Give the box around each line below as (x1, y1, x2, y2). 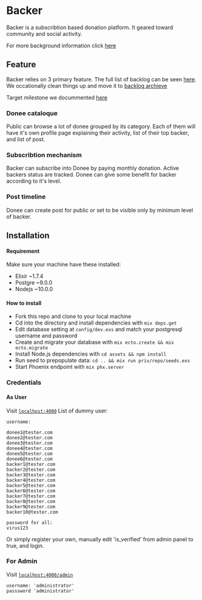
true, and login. (6, 542, 44, 549)
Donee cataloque (6, 109, 58, 117)
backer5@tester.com (6, 482, 56, 488)
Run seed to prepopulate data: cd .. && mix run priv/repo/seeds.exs (15, 357, 190, 364)
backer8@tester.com (6, 498, 56, 504)
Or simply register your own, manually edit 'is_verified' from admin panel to (6, 535, 194, 543)
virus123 (6, 525, 29, 531)
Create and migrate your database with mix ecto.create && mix (15, 339, 174, 346)
